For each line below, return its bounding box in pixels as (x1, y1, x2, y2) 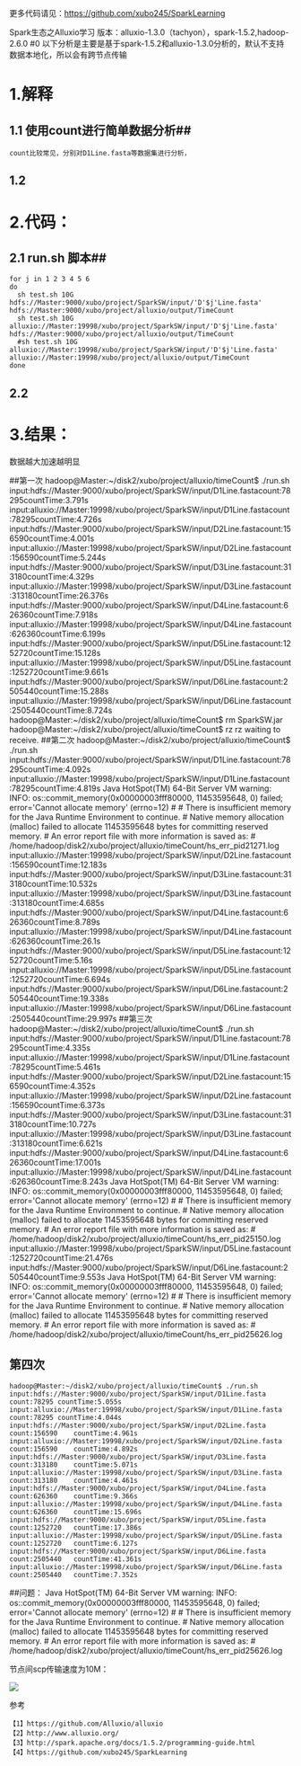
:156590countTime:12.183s (9, 859, 107, 870)
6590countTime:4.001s (9, 533, 95, 544)
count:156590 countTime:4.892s (9, 1444, 139, 1453)
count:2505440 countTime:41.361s (9, 1554, 142, 1564)
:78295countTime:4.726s (9, 513, 102, 524)
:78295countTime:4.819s (9, 783, 101, 794)
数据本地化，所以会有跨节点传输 (9, 49, 127, 60)
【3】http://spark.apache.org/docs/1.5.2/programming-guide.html (9, 1738, 255, 1747)
